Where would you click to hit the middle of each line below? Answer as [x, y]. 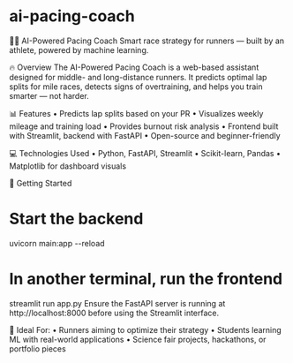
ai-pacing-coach [72, 16]
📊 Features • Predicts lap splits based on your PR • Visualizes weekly [136, 113]
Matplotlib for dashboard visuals [68, 166]
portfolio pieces [38, 348]
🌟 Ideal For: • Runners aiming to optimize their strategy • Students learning [146, 329]
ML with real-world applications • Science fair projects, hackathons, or [138, 339]
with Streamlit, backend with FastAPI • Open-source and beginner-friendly [145, 135]
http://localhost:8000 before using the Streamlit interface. [114, 313]
